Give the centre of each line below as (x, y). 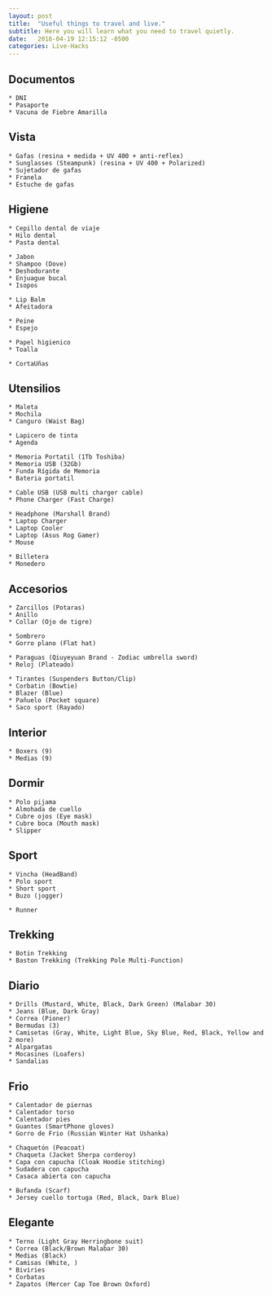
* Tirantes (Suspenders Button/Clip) (72, 679)
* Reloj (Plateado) (42, 665)
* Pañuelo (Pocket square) (54, 701)
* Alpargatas (31, 1048)
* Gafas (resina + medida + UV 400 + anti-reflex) (96, 156)
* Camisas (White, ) (44, 1263)
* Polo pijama (33, 802)
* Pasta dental (34, 242)
